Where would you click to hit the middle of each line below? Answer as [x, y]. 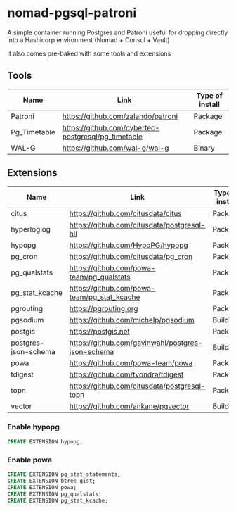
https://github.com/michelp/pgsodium [132, 320]
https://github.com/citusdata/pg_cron [131, 256]
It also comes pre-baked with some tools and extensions [89, 53]
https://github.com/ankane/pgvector [129, 406]
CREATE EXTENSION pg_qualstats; [54, 494]
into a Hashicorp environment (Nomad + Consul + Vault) [88, 39]
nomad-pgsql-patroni [72, 13]
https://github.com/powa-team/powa [131, 362]
